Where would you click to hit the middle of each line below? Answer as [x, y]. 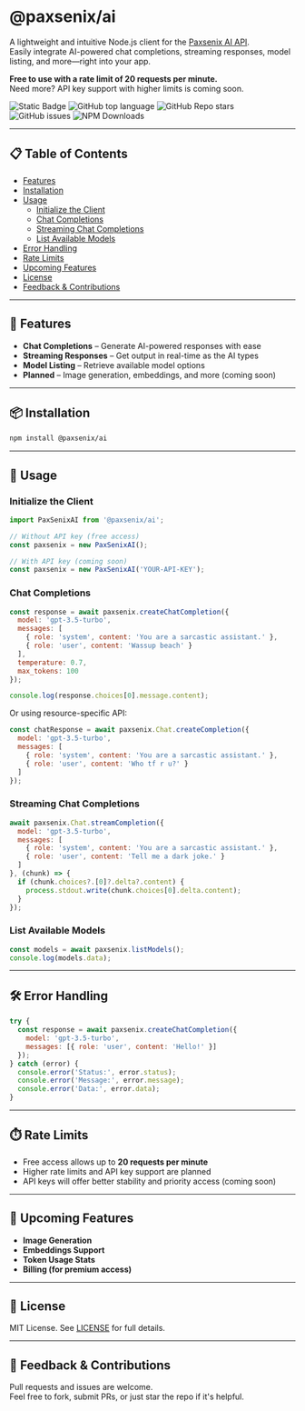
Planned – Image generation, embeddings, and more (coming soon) [149, 375]
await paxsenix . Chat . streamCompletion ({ [87, 823]
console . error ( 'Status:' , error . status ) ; [97, 1072]
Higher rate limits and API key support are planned [117, 1171]
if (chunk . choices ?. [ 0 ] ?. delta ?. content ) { [101, 882]
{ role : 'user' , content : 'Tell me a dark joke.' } [125, 856]
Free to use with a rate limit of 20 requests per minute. [113, 78]
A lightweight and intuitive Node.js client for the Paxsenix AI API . [129, 42]
